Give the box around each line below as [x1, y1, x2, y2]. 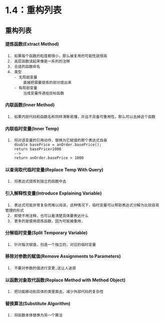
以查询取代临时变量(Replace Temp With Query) [5, 167, 103, 173]
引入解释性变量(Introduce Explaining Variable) [5, 190, 102, 196]
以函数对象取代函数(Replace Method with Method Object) [5, 277, 126, 283]
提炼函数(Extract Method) [5, 41, 59, 47]
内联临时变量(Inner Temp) [5, 125, 59, 131]
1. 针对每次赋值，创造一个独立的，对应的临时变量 [7, 242, 96, 247]
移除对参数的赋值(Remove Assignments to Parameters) [5, 253, 121, 259]
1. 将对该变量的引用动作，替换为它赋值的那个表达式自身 [7, 138, 107, 143]
